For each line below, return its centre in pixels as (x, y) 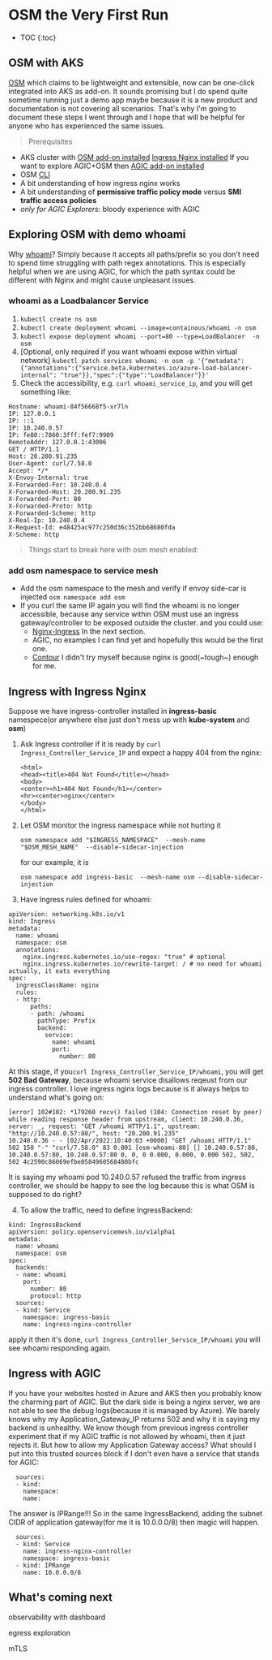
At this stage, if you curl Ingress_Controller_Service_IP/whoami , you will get (136, 1071)
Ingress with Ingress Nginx (78, 692)
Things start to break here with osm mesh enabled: (113, 549)
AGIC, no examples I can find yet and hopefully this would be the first (148, 640)
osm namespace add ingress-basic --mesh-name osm (107, 877)
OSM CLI (35, 174)
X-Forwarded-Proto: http (50, 506)
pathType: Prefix (66, 1021)
